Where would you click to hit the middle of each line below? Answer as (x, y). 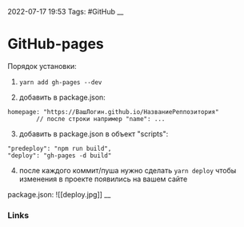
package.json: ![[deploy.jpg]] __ (59, 194)
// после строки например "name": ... (101, 119)
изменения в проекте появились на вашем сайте (103, 179)
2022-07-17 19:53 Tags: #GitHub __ (66, 12)
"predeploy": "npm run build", (60, 148)
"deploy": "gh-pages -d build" (60, 156)
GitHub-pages (56, 44)
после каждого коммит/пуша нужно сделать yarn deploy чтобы (128, 170)
